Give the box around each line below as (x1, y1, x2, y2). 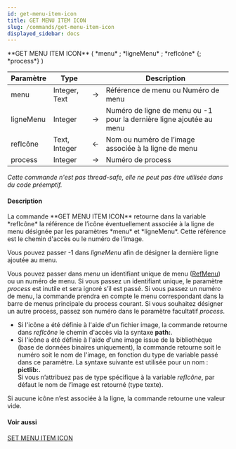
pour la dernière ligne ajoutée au (105, 114, 213, 124)
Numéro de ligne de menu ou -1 (105, 106, 213, 116)
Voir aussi (7, 418, 37, 426)
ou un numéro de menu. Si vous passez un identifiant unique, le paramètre (7, 277, 223, 285)
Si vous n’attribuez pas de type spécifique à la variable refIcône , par (17, 373, 215, 381)
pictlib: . (17, 366, 41, 374)
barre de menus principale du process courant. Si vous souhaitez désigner (7, 300, 223, 308)
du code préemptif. (7, 180, 63, 189)
